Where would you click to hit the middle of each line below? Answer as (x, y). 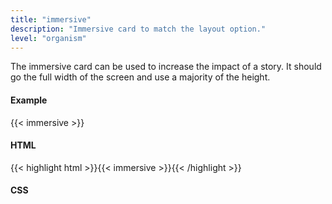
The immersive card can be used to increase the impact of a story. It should (166, 67)
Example (29, 100)
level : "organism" (48, 38)
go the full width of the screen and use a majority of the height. (140, 77)
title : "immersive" (51, 19)
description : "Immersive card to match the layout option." (138, 29)
